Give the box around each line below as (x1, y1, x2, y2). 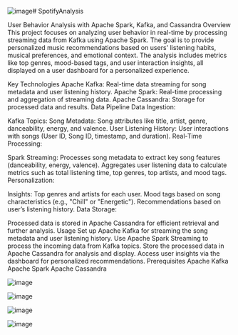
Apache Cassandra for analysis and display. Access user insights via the (7, 249, 220, 257)
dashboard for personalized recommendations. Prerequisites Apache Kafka (7, 257, 229, 265)
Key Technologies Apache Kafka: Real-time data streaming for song (7, 80, 207, 89)
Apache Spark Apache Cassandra (7, 264, 107, 273)
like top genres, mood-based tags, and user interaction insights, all (7, 59, 204, 67)
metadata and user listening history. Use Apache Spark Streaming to (7, 234, 209, 242)
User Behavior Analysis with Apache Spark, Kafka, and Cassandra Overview (7, 21, 232, 29)
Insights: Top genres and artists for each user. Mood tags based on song (7, 190, 221, 198)
